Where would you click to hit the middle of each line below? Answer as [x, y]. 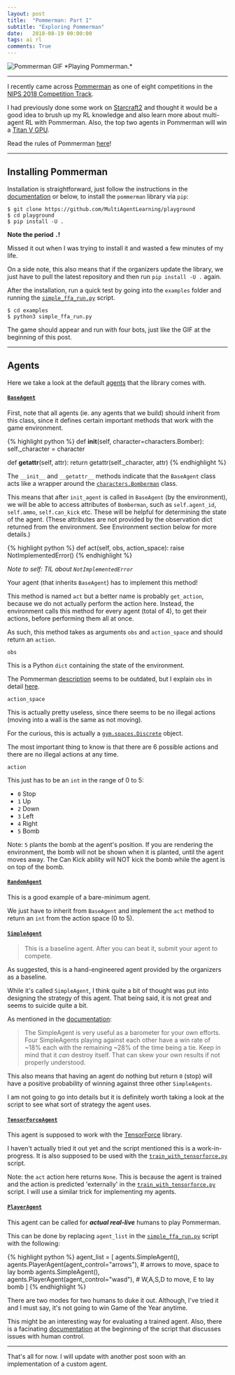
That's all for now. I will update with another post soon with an [97, 1356]
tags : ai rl [24, 40]
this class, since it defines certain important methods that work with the [111, 420]
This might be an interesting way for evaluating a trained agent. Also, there [115, 1321]
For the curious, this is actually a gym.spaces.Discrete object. [95, 733]
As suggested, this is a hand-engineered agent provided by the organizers [114, 970]
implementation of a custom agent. [58, 1364]
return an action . [31, 639]
